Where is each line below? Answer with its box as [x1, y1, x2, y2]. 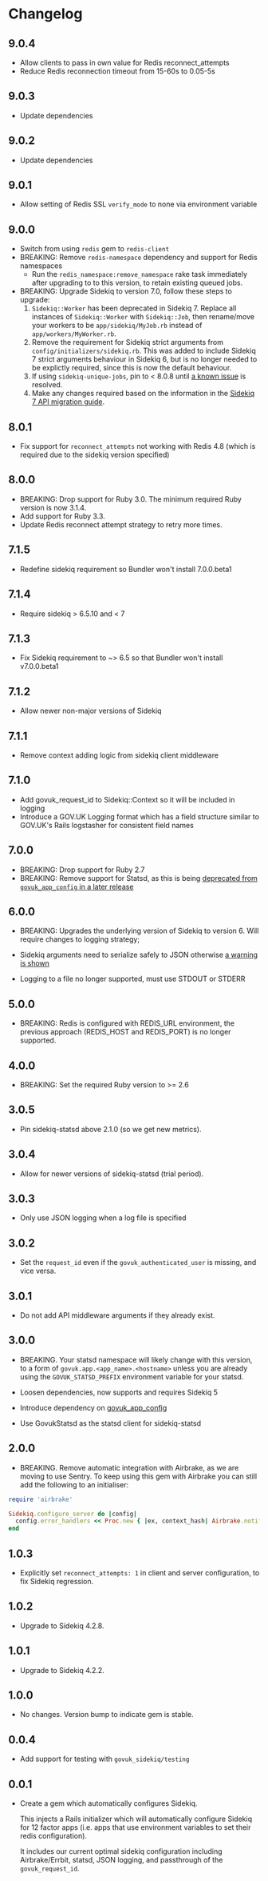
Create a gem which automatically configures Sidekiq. [19, 1799, 198, 1808]
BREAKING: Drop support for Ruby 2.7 [19, 865, 145, 874]
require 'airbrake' [8, 1495, 73, 1503]
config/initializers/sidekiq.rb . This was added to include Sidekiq [31, 346, 257, 356]
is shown [19, 959, 50, 968]
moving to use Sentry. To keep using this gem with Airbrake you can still [19, 1471, 258, 1481]
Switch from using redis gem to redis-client [19, 244, 170, 254]
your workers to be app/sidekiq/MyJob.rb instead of [31, 321, 203, 330]
